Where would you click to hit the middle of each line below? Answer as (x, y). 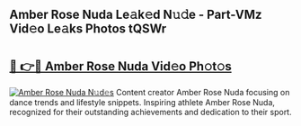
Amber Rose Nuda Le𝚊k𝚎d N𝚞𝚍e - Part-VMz (136, 15)
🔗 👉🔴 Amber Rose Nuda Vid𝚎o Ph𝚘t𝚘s (120, 66)
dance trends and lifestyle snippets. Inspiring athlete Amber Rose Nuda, (142, 102)
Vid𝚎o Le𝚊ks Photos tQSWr (88, 29)
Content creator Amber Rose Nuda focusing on (203, 92)
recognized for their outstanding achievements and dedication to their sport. (150, 112)
